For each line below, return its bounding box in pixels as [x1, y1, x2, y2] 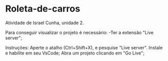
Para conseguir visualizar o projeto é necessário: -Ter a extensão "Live [5, 29, 154, 35]
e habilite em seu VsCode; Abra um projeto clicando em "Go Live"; [5, 50, 145, 56]
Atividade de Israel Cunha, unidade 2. [5, 20, 84, 26]
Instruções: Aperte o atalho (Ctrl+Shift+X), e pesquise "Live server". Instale [5, 44, 163, 50]
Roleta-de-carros [5, 3, 80, 15]
